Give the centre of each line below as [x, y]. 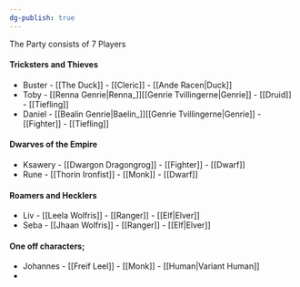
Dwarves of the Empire [54, 144]
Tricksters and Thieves [54, 65]
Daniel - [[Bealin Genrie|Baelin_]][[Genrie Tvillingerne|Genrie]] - [142, 114]
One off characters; [47, 246]
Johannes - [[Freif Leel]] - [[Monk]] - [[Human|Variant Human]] [141, 266]
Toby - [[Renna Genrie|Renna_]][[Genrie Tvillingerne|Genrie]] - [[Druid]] [157, 94]
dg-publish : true [42, 18]
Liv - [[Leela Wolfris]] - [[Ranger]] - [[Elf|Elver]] [111, 216]
